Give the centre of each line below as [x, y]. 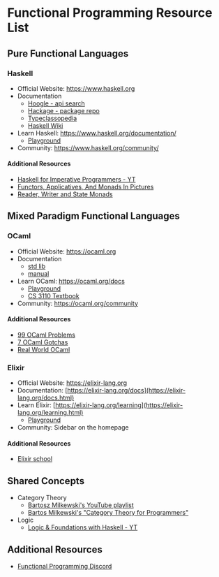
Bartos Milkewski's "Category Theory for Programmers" [108, 513]
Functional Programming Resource [110, 13]
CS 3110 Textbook [53, 295]
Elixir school [35, 459]
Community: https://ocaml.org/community [77, 303]
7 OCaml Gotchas [43, 342]
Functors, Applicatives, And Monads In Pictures [85, 187]
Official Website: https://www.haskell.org [76, 88]
